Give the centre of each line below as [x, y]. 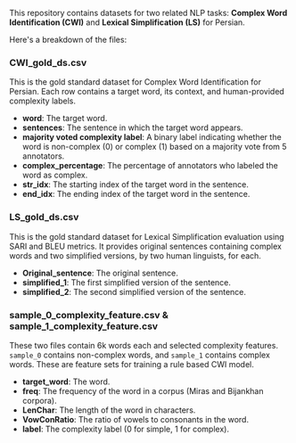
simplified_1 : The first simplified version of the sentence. [127, 282]
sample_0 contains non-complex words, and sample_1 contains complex [140, 355]
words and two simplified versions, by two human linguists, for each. [135, 255]
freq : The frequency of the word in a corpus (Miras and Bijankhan [143, 390]
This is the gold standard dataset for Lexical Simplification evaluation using [147, 236]
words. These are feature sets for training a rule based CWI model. [132, 364]
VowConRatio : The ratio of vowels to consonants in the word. [136, 419]
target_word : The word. [66, 381]
